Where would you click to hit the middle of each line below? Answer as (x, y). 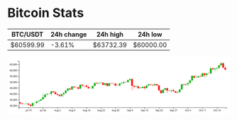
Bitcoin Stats (46, 13)
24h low (150, 35)
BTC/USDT (28, 35)
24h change (69, 35)
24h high (110, 35)
